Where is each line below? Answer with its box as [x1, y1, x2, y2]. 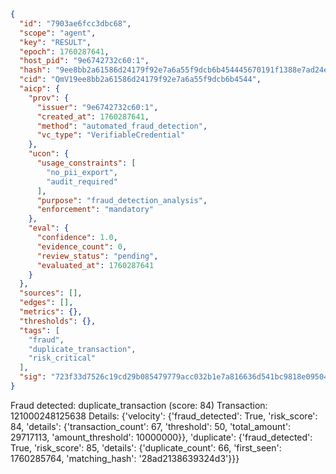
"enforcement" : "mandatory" [36, 205, 155, 215]
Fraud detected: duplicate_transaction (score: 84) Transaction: [10, 399, 268, 411]
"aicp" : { [19, 84, 60, 94]
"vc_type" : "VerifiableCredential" [36, 130, 186, 140]
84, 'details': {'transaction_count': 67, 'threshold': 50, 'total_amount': [10, 420, 292, 432]
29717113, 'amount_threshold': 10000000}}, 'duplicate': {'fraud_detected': [10, 431, 313, 443]
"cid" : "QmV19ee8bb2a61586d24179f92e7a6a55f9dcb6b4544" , [19, 75, 262, 85]
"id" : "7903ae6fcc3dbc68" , [19, 18, 132, 29]
